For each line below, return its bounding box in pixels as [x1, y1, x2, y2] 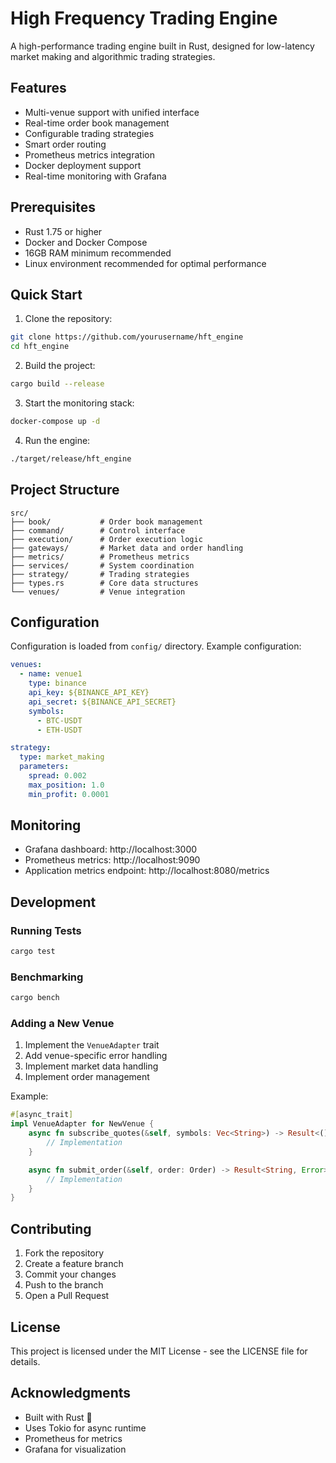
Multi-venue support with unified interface [24, 106, 200, 118]
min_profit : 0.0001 [28, 789, 110, 799]
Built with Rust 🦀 [24, 1411, 93, 1423]
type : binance [28, 678, 87, 689]
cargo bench [10, 993, 60, 1003]
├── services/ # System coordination [10, 560, 195, 571]
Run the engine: [24, 434, 91, 446]
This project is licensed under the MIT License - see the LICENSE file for [10, 1345, 308, 1357]
